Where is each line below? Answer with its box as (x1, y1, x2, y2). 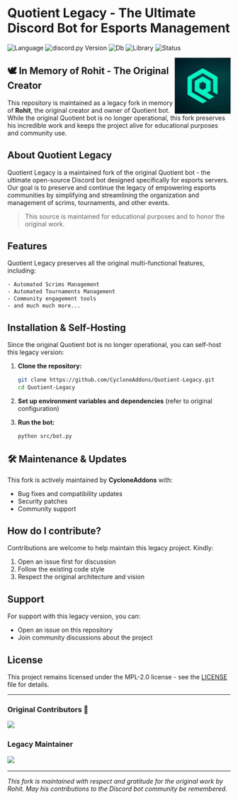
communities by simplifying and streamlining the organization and (7, 190, 200, 199)
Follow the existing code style (17, 565, 105, 574)
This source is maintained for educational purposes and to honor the (24, 212, 225, 221)
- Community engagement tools (7, 295, 97, 302)
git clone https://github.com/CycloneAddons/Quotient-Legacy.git (17, 376, 215, 384)
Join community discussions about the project (17, 633, 153, 642)
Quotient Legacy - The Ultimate (7, 5, 196, 21)
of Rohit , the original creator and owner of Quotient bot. (7, 106, 170, 114)
